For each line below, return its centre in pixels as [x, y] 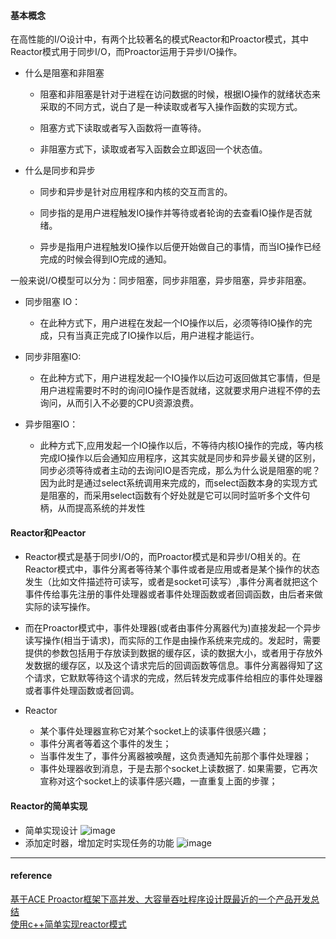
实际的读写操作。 [60, 607]
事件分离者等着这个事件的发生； [105, 744]
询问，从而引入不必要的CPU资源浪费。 [119, 403]
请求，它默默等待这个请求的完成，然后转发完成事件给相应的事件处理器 [178, 678]
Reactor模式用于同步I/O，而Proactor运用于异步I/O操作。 [126, 52]
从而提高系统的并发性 [101, 508]
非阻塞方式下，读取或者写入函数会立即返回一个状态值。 [153, 149]
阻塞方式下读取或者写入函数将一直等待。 [123, 128]
